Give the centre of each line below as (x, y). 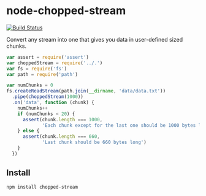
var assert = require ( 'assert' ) (48, 57)
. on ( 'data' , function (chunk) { (53, 103)
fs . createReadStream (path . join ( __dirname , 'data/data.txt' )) (86, 91)
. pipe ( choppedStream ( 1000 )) (48, 97)
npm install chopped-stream (42, 187)
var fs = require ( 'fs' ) (37, 69)
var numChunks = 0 (30, 85)
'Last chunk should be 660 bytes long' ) (94, 142)
